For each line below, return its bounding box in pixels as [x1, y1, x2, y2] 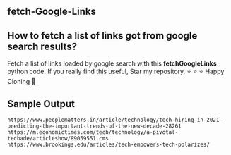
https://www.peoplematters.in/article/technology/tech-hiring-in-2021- [7, 116, 223, 124]
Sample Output [7, 98, 76, 110]
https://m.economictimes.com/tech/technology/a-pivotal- [7, 129, 179, 136]
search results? [7, 40, 78, 52]
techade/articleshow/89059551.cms [7, 135, 109, 142]
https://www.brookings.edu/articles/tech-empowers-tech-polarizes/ [7, 141, 211, 149]
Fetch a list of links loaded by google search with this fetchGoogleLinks [7, 59, 217, 68]
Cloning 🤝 [7, 77, 36, 86]
